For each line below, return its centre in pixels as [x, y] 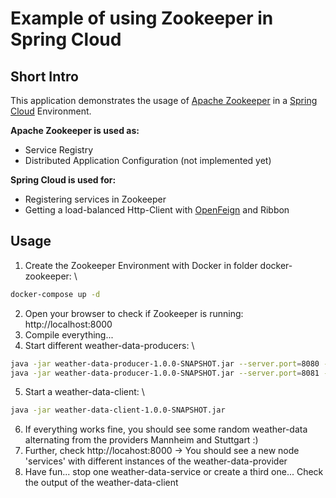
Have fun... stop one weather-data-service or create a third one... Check [174, 472]
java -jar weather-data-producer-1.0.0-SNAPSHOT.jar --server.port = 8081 [165, 373]
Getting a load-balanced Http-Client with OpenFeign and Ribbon [157, 210]
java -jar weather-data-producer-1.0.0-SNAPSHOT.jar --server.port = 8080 [165, 363]
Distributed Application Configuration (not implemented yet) [148, 160]
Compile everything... [69, 334]
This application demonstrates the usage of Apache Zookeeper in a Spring [164, 100]
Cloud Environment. [51, 111]
